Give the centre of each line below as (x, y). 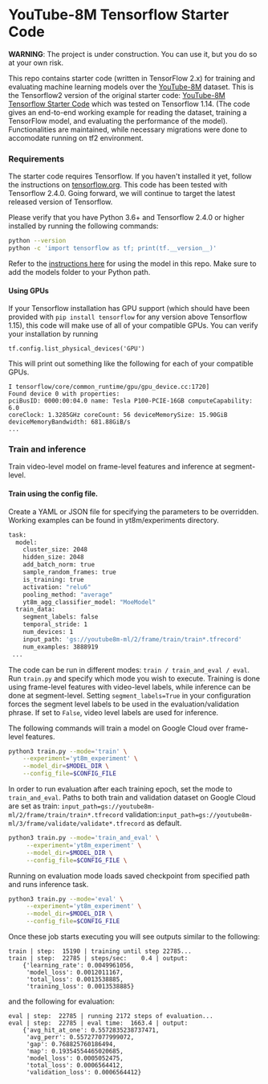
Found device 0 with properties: (64, 394)
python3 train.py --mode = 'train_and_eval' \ (84, 838)
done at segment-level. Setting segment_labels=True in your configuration (130, 695)
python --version (37, 241)
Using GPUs (29, 290)
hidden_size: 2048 (53, 557)
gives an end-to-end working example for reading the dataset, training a (128, 112)
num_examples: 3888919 (61, 647)
